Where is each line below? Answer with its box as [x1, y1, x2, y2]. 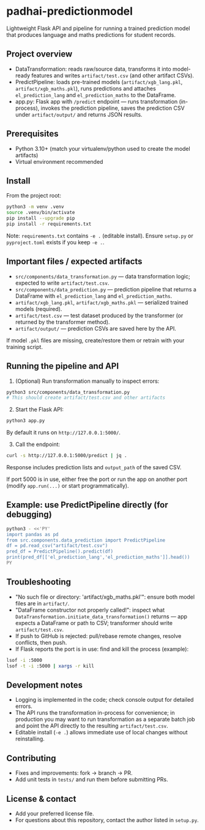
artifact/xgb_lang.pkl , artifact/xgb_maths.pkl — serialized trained [15, 299, 188, 306]
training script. [6, 343, 43, 350]
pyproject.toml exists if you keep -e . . [6, 238, 105, 246]
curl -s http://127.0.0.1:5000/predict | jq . [6, 453, 127, 459]
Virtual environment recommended [15, 158, 103, 165]
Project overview [6, 49, 73, 60]
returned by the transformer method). [15, 318, 110, 326]
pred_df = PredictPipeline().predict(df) [6, 548, 114, 555]
